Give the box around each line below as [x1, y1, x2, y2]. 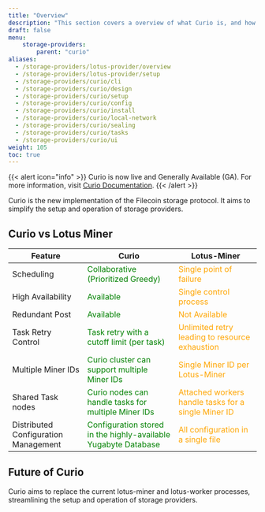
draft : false [8, 26, 51, 34]
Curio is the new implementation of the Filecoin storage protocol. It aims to [8, 196, 251, 206]
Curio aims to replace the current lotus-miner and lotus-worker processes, [8, 486, 251, 496]
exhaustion [178, 342, 219, 353]
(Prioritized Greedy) [87, 273, 162, 284]
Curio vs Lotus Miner [8, 227, 113, 240]
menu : [8, 33, 26, 42]
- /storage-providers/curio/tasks [15, 128, 129, 136]
